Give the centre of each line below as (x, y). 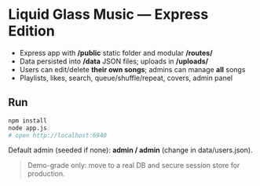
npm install (27, 120)
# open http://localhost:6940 (58, 135)
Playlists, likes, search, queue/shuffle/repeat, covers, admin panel (126, 78)
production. (46, 173)
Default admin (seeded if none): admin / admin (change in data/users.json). (130, 150)
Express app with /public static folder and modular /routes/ (116, 53)
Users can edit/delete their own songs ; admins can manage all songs (132, 69)
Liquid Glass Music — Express (108, 15)
